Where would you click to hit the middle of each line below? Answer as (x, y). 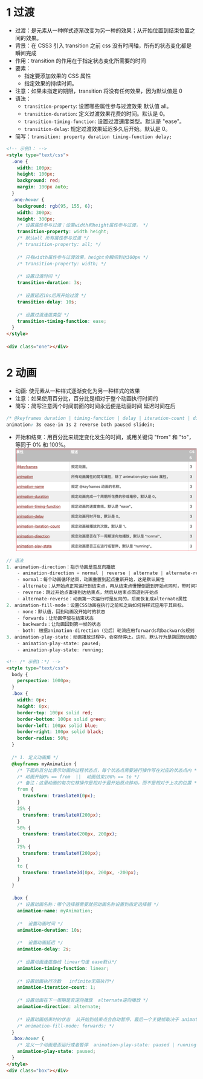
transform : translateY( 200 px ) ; (62, 854)
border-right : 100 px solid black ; (60, 732)
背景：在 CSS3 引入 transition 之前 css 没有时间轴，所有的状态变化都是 (103, 45)
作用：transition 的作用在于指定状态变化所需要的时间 (80, 61)
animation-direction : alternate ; (59, 1007)
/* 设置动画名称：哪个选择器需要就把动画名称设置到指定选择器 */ (88, 905)
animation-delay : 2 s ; (44, 949)
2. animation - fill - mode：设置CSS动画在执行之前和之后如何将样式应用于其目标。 (96, 605)
